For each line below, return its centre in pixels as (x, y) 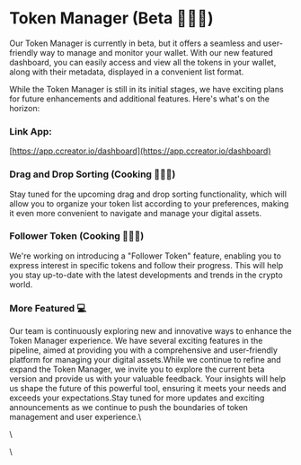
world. (21, 284)
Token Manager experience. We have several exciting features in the (136, 341)
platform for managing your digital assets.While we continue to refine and (145, 360)
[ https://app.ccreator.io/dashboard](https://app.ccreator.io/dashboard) (140, 151)
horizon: (25, 108)
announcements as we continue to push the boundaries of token (129, 408)
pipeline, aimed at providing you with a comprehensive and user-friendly (144, 350)
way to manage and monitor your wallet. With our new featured (157, 52)
